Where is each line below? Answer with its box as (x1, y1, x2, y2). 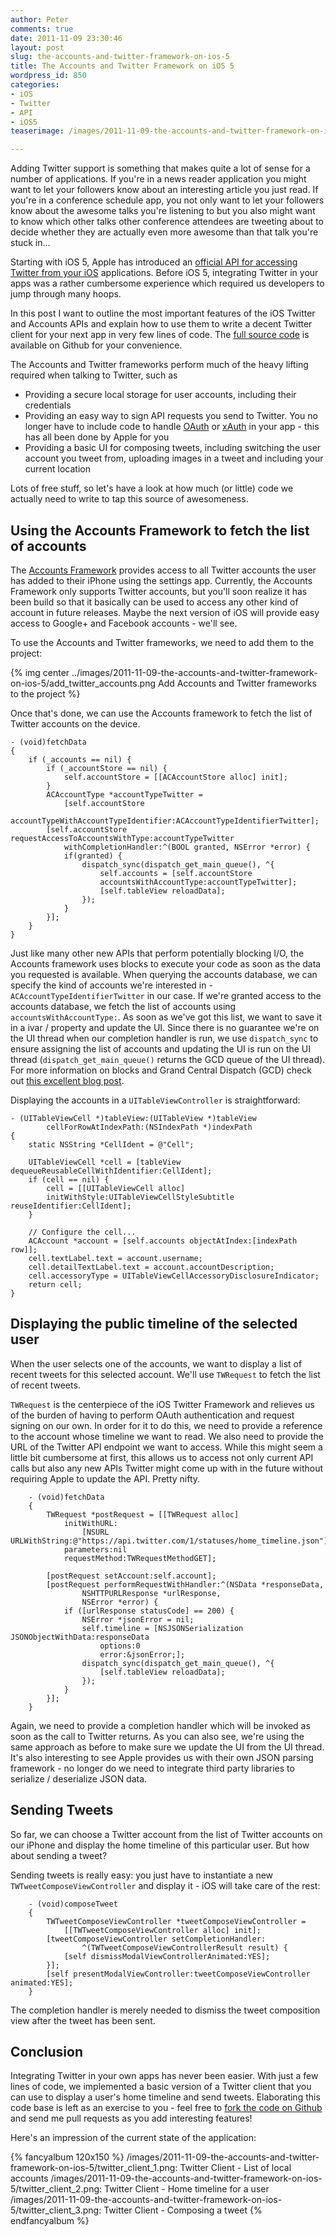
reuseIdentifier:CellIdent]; (10, 1201, 132, 1211)
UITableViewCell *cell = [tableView (28, 1157, 182, 1167)
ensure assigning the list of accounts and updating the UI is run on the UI (10, 1042, 312, 1055)
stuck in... (10, 237, 51, 249)
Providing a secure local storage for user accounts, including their (24, 389, 297, 401)
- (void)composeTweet (28, 1899, 118, 1909)
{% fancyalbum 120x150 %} (10, 2151, 125, 2163)
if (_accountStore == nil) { (46, 763, 168, 773)
